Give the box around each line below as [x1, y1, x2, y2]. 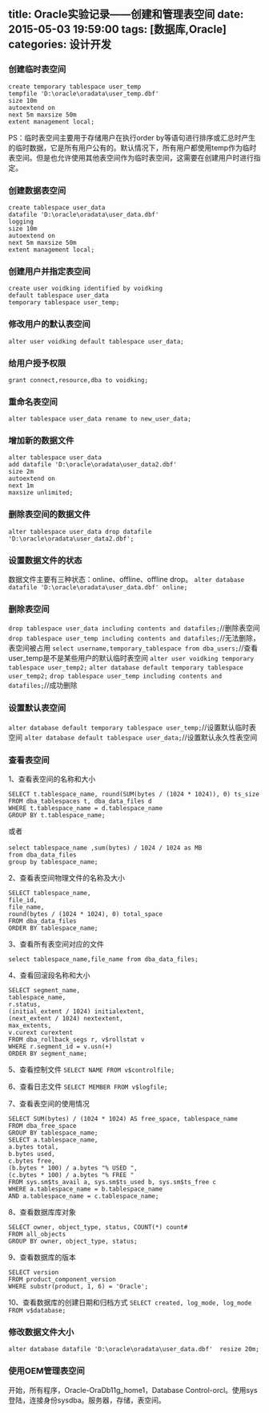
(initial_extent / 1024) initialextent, [8, 1007, 146, 1016]
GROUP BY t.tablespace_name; [8, 811, 106, 819]
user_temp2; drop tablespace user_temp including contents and [8, 673, 223, 681]
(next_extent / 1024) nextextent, [8, 1014, 124, 1022]
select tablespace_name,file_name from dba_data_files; [8, 955, 199, 963]
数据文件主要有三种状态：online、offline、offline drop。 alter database [8, 575, 245, 584]
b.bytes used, [8, 1150, 56, 1158]
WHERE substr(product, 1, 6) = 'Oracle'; [8, 1282, 149, 1290]
